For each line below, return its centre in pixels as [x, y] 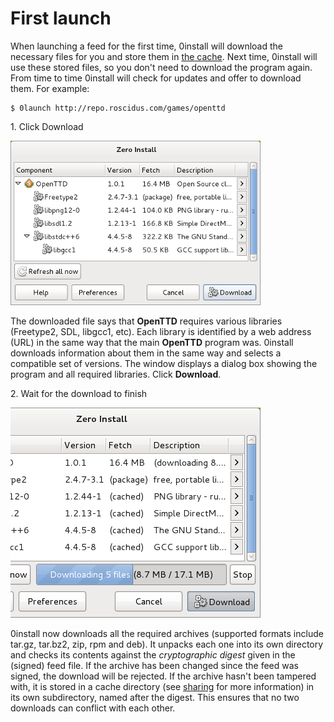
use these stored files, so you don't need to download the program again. [161, 67]
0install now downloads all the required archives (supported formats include [167, 633]
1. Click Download [47, 126]
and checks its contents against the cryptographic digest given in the [153, 654]
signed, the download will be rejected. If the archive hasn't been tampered [163, 676]
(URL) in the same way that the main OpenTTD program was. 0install [152, 342]
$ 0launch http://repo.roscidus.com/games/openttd [118, 108]
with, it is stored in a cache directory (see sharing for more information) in [162, 686]
